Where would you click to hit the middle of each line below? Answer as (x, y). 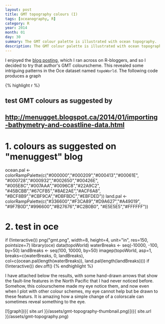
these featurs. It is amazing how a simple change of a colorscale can (74, 297)
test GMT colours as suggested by (59, 101)
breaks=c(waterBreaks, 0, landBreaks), (45, 256)
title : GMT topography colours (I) (41, 14)
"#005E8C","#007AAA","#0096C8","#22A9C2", (53, 186)
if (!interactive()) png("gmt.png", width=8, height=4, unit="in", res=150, (77, 240)
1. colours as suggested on (61, 146)
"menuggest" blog (44, 156)
